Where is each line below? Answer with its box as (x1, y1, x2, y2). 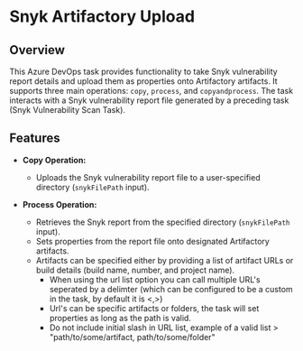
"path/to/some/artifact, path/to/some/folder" (49, 331, 216, 342)
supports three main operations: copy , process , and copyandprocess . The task (9, 86, 294, 96)
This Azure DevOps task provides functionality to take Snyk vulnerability (9, 66, 278, 77)
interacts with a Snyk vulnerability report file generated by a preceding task (9, 95, 289, 106)
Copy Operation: (22, 154, 87, 165)
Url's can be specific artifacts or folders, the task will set (49, 302, 260, 313)
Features (9, 131, 60, 146)
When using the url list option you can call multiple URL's (49, 273, 261, 285)
